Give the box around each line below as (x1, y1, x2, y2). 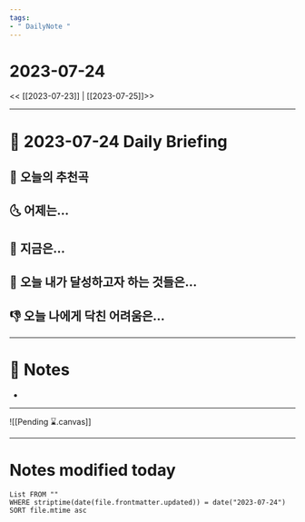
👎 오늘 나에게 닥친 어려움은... (9, 308, 165, 323)
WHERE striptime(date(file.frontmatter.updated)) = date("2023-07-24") (9, 497, 286, 507)
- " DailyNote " (9, 22, 71, 31)
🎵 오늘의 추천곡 (9, 170, 89, 185)
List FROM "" (9, 489, 59, 499)
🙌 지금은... (9, 241, 65, 256)
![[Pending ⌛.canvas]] (9, 416, 92, 427)
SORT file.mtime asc (9, 506, 88, 515)
